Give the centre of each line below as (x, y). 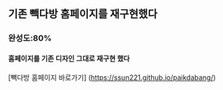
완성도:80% (30, 38)
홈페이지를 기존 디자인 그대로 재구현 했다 (69, 58)
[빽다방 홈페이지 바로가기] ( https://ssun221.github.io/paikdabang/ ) (112, 77)
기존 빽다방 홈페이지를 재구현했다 (83, 14)
